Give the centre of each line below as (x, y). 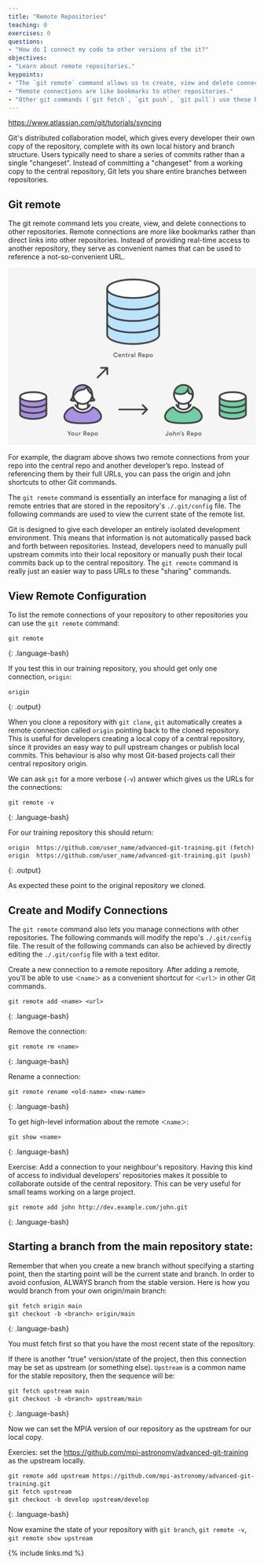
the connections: (35, 788)
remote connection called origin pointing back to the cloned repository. (125, 730)
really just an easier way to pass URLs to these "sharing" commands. (120, 571)
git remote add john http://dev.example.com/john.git (98, 1208)
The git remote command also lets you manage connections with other (124, 929)
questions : (26, 42)
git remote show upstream (50, 1538)
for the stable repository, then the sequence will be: (92, 1375)
